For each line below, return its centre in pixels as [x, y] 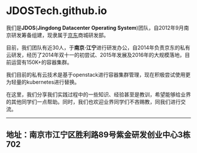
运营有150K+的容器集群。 [41, 62]
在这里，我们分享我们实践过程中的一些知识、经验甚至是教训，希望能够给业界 [98, 94]
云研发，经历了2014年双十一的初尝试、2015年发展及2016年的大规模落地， [96, 55]
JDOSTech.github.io [57, 11]
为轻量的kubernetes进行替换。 [43, 82]
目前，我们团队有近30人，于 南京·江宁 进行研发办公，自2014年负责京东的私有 [98, 47]
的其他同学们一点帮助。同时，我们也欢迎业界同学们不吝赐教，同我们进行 [93, 101]
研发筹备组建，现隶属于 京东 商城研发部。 [60, 35]
